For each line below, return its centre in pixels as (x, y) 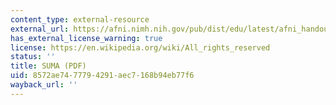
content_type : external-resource (80, 19)
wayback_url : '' (44, 85)
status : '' (33, 57)
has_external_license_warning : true (86, 38)
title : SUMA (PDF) (48, 66)
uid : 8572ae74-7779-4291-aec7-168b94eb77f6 (102, 76)
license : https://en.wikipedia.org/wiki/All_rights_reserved (140, 47)
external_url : (40, 29)
